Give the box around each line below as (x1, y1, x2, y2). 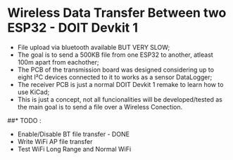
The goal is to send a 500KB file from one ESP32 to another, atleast (17, 51, 213, 59)
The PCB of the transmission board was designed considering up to (17, 65, 215, 74)
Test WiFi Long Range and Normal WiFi (17, 145, 132, 153)
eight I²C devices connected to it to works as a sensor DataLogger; (17, 72, 213, 81)
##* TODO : (7, 116, 42, 124)
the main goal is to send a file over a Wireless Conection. (17, 102, 183, 111)
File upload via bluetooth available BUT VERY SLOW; (17, 43, 170, 51)
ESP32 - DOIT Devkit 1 (7, 20, 139, 36)
